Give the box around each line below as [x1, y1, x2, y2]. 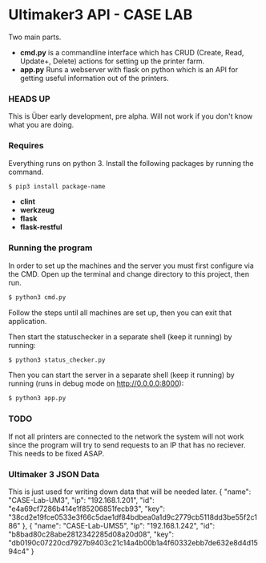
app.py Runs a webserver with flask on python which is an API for [19, 64, 239, 74]
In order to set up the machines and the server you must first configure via [8, 261, 254, 270]
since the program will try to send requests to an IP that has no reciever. [8, 439, 246, 450]
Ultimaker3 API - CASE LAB [8, 6, 193, 24]
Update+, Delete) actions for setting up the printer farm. [19, 56, 205, 66]
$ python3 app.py [8, 395, 66, 403]
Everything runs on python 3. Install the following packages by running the [8, 158, 254, 168]
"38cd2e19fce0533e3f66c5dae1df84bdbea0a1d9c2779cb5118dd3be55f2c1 [8, 512, 258, 522]
